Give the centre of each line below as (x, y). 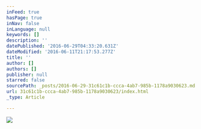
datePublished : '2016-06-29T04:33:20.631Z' (63, 46)
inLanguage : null (28, 29)
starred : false (26, 80)
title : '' (19, 57)
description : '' (27, 40)
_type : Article (26, 97)
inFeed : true (23, 12)
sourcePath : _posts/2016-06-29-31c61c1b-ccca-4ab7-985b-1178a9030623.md (101, 86)
